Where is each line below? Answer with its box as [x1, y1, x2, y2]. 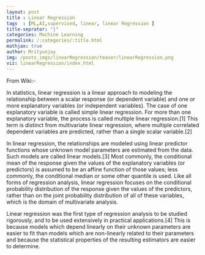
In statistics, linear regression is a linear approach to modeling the [6, 89, 173, 96]
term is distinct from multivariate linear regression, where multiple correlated [6, 121, 199, 128]
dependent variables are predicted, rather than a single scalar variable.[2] [6, 128, 193, 135]
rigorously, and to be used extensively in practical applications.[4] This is [6, 216, 191, 224]
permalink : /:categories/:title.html [6, 37, 103, 43]
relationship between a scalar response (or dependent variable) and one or [6, 95, 196, 103]
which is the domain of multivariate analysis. [6, 198, 118, 205]
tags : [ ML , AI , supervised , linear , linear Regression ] [6, 20, 155, 26]
